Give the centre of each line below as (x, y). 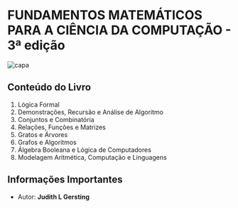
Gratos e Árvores (43, 134)
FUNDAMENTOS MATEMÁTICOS (105, 15)
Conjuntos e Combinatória (56, 119)
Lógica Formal (39, 104)
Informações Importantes (65, 180)
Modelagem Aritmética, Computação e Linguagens (92, 157)
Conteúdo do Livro (49, 88)
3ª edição (36, 45)
